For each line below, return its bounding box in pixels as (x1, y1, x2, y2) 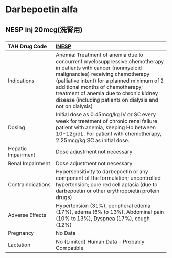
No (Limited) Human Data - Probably (56, 237, 145, 245)
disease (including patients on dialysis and (56, 96, 158, 103)
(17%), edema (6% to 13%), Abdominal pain (56, 208, 164, 215)
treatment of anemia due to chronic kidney (56, 90, 158, 97)
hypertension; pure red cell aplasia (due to (56, 181, 158, 188)
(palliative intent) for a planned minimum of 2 (56, 77, 164, 84)
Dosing (8, 124, 25, 131)
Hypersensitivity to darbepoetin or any (56, 168, 148, 175)
